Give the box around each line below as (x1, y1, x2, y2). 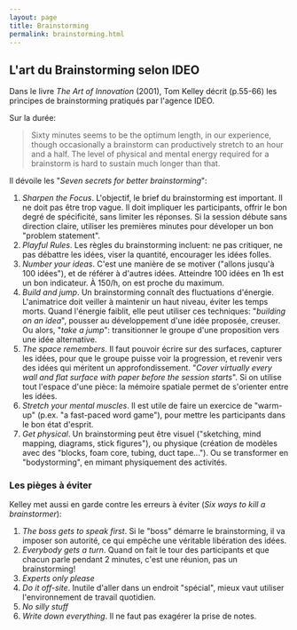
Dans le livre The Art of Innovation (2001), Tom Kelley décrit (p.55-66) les (9, 86, 277, 97)
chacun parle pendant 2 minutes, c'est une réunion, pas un (21, 554, 238, 565)
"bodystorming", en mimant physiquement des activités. (21, 457, 228, 467)
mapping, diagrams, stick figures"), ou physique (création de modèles (21, 438, 277, 449)
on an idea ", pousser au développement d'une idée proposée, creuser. (21, 315, 281, 326)
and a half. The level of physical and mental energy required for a (30, 148, 270, 160)
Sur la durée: (9, 113, 56, 124)
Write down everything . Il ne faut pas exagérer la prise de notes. (21, 610, 257, 622)
